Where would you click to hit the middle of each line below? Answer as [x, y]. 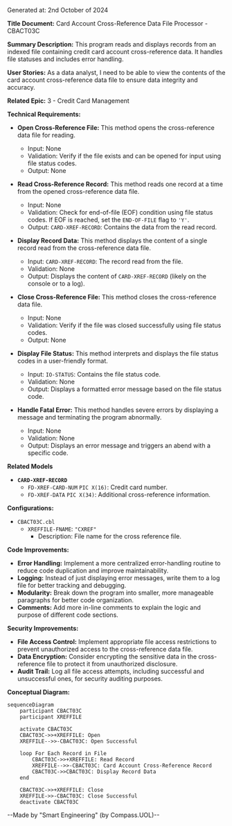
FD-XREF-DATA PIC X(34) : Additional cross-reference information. [119, 495]
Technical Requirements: [44, 114]
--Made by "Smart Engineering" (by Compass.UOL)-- [83, 815]
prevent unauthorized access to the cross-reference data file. [105, 649]
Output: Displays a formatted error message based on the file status [124, 389]
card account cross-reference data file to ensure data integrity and [103, 80]
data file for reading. [46, 135]
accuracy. [21, 87]
